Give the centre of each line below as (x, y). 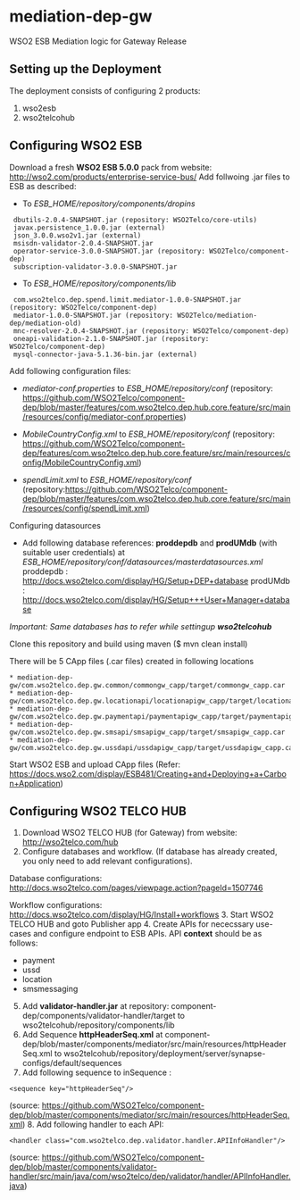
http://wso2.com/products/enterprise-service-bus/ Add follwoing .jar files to (150, 177)
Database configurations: (56, 879)
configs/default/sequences (72, 1063)
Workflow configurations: (56, 905)
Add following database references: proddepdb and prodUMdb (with (150, 543)
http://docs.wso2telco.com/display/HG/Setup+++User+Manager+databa (156, 599)
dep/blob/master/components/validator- (83, 1167)
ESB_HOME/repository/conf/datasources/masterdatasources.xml (142, 562)
